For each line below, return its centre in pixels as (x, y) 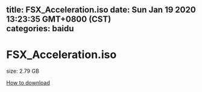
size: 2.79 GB (23, 71)
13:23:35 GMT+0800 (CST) (59, 20)
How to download (28, 83)
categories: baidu (40, 29)
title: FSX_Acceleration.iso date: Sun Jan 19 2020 (101, 10)
